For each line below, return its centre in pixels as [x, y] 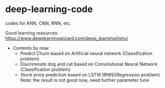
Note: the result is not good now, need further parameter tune [85, 80]
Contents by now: [31, 48]
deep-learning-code [49, 9]
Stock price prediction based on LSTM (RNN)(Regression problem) [90, 74]
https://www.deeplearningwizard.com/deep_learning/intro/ [67, 38]
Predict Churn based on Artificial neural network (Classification [86, 53]
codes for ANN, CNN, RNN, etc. [38, 23]
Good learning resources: [32, 33]
